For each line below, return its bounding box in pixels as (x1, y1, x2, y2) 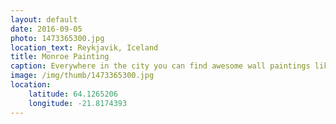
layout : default (10, 14, 78, 25)
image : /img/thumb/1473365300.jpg (10, 71, 155, 81)
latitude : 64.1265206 (28, 89, 118, 99)
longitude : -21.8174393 (28, 98, 128, 108)
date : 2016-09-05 (10, 24, 83, 34)
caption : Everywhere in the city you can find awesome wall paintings (10, 61, 311, 71)
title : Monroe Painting (10, 52, 110, 62)
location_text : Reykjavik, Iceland (10, 42, 159, 53)
